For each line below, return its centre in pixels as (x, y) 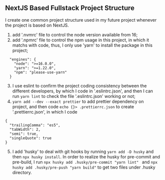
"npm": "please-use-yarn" (41, 72)
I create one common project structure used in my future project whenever (81, 20)
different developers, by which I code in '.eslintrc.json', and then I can (83, 91)
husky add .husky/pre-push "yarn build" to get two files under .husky (84, 167)
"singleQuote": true (31, 138)
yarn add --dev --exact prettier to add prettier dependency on (78, 101)
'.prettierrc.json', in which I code (45, 112)
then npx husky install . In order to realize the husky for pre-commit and (86, 156)
